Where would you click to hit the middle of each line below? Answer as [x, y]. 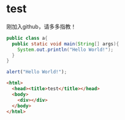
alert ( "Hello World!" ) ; [37, 72]
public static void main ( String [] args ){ [66, 44]
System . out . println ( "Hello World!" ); [66, 50]
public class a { [27, 38]
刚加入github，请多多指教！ [41, 26]
